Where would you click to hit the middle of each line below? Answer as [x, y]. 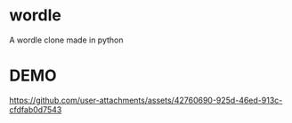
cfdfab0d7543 [36, 109]
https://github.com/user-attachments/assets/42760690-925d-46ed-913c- [146, 100]
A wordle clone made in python [66, 40]
